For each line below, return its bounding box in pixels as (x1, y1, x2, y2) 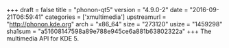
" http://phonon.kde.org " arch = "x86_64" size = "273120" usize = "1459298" (6, 20, 223, 28)
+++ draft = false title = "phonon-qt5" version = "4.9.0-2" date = (6, 6, 189, 14)
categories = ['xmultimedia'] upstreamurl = (45, 13, 167, 21)
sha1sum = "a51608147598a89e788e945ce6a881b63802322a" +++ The (6, 27, 212, 35)
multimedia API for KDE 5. (6, 34, 80, 43)
